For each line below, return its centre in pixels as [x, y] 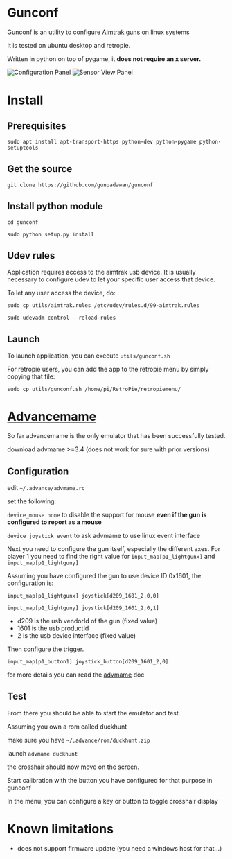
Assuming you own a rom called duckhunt [67, 727]
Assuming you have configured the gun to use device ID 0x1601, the [104, 575]
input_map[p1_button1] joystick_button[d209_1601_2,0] [88, 661]
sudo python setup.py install [51, 234]
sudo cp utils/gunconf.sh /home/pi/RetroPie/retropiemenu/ [94, 390]
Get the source [40, 169]
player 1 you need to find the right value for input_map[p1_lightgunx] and [111, 556]
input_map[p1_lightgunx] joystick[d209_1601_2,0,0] [83, 596]
